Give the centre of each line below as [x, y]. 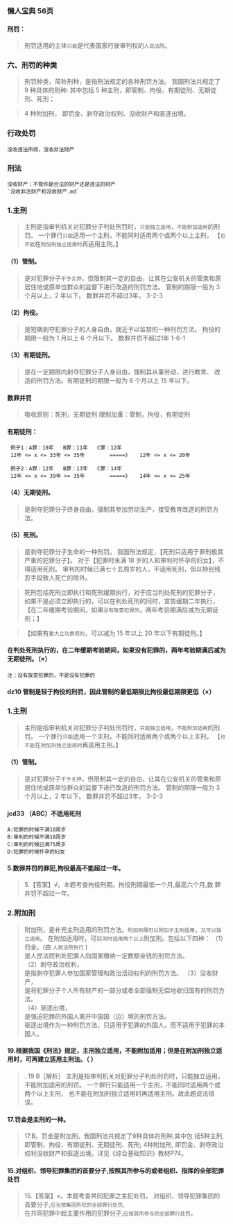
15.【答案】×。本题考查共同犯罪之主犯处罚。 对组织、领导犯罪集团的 [122, 1196]
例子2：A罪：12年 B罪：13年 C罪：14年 [66, 469]
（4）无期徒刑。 [31, 492]
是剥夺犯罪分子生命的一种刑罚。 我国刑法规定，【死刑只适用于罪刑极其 [124, 551]
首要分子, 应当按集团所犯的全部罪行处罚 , [74, 1205]
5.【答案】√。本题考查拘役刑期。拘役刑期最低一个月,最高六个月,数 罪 [122, 885]
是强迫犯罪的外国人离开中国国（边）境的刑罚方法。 [97, 1016]
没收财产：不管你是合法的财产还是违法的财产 [61, 184]
